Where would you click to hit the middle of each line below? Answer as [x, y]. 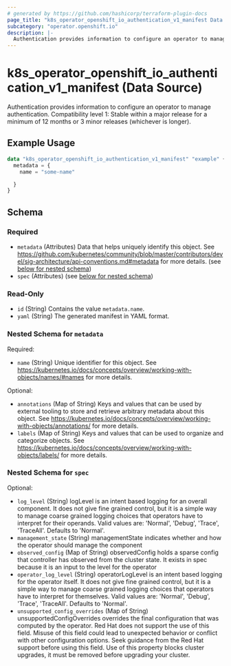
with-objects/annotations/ [54, 426]
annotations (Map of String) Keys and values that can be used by [109, 404]
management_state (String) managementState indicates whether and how [119, 537]
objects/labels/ [38, 455]
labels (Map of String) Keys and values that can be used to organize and [120, 433]
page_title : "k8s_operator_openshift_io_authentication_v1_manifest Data [115, 20]
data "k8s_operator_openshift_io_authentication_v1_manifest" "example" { [117, 159]
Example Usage [41, 143]
